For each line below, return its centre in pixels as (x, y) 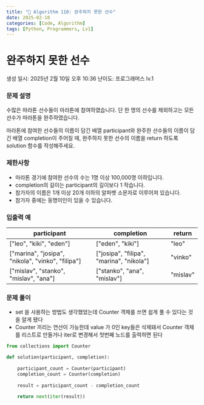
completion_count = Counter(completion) (69, 374)
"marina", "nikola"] (123, 261)
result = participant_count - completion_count (78, 386)
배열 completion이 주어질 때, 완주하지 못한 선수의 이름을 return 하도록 (95, 138)
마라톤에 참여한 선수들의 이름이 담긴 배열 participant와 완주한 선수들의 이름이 (97, 130)
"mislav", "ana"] (32, 278)
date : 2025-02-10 (28, 18)
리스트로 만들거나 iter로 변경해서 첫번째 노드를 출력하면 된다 (92, 335)
